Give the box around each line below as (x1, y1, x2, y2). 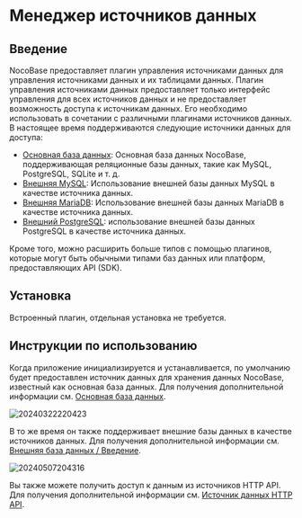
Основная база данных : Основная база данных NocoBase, (22, 149, 247, 160)
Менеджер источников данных (9, 5, 257, 26)
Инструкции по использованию (9, 338, 198, 353)
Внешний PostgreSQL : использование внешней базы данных (22, 217, 256, 227)
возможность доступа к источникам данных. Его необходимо (9, 103, 248, 113)
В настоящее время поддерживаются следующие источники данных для (9, 122, 291, 133)
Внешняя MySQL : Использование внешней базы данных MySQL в (22, 178, 276, 189)
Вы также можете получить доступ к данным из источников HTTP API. (9, 479, 281, 490)
